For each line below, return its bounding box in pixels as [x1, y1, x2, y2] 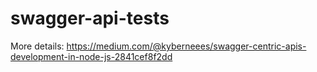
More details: [10, 40, 65, 52]
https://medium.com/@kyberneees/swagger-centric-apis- [66, 40, 307, 52]
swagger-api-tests [10, 7, 170, 30]
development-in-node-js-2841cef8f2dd [10, 50, 173, 62]
